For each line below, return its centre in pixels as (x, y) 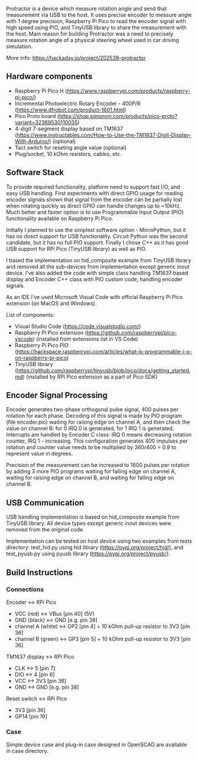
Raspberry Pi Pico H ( (41, 91)
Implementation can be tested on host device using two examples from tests (99, 541)
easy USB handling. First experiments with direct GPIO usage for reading (95, 193)
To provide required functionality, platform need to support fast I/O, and (93, 187)
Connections (25, 589)
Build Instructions (40, 572)
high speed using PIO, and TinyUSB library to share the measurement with (96, 27)
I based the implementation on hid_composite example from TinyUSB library (99, 260)
